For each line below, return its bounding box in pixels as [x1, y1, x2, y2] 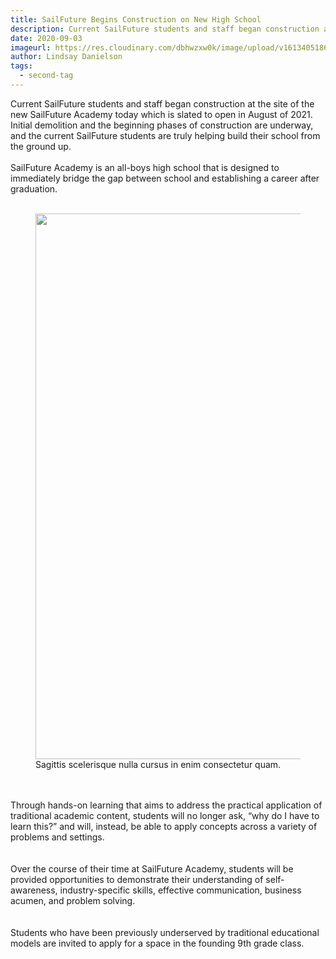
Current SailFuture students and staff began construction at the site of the [10, 97, 315, 110]
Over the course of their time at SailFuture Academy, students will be [10, 862, 294, 875]
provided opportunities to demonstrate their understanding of [10, 873, 264, 885]
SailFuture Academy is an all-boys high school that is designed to [10, 161, 280, 173]
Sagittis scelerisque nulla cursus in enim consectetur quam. [35, 758, 282, 770]
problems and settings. [10, 831, 105, 843]
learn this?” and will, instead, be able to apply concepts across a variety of [10, 820, 318, 832]
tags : [10, 61, 33, 71]
